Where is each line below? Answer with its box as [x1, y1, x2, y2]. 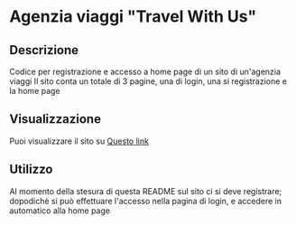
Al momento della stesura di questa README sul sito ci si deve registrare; [9, 185, 282, 196]
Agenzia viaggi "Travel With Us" [9, 6, 257, 27]
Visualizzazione [9, 111, 102, 127]
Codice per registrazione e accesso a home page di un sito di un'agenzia [9, 66, 282, 77]
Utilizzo [9, 162, 53, 177]
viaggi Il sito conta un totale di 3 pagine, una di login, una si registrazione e [9, 76, 287, 87]
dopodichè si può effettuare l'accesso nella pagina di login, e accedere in [9, 195, 282, 206]
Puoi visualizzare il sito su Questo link [9, 136, 149, 146]
